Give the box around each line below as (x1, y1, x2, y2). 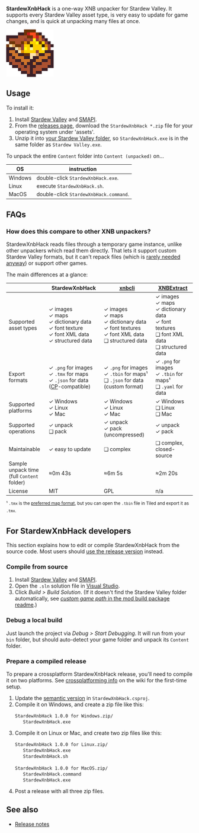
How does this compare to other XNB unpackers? (6, 227, 151, 235)
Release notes (14, 821, 50, 828)
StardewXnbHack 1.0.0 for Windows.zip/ (14, 713, 114, 719)
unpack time (8, 467, 39, 474)
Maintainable (8, 446, 40, 452)
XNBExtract (158, 284, 188, 291)
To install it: (6, 104, 34, 111)
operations (8, 428, 36, 435)
